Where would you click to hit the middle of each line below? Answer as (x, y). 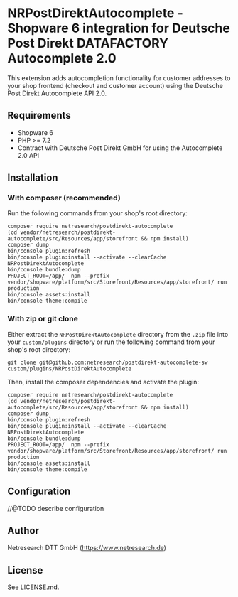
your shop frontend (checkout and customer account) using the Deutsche (115, 85)
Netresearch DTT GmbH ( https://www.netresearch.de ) (87, 548)
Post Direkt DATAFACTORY (88, 43)
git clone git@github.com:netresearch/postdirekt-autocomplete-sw (108, 362)
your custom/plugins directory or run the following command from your (111, 342)
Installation (33, 178)
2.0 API (28, 155)
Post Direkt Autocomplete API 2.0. (57, 93)
